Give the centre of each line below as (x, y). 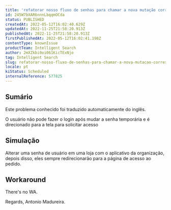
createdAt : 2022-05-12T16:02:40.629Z (45, 24)
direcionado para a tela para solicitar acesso (52, 124)
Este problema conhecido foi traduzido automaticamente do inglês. (76, 109)
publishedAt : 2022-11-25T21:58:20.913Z (48, 34)
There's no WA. (22, 192)
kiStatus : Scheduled (27, 72)
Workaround (26, 180)
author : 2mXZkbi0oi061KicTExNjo (39, 52)
